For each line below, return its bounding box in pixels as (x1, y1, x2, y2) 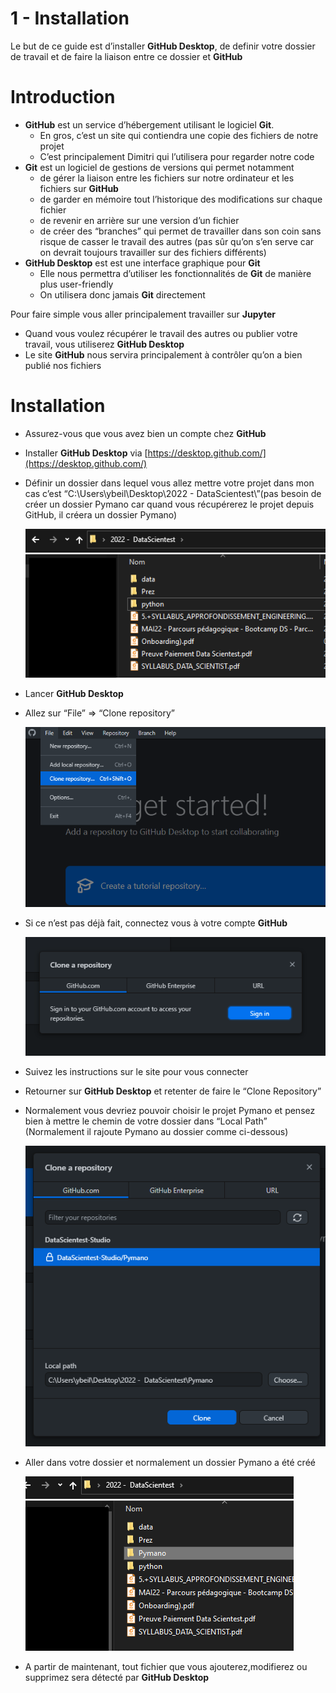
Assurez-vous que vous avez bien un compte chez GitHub (24, 427, 267, 439)
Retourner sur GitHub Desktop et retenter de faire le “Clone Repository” (24, 1085, 322, 1097)
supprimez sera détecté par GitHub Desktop (24, 1672, 210, 1684)
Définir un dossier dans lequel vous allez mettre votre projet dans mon (24, 477, 315, 489)
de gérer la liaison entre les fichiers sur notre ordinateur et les (39, 172, 295, 184)
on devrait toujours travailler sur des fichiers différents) (39, 246, 267, 258)
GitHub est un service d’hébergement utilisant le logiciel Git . (24, 118, 275, 131)
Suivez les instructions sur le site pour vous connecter (24, 1066, 249, 1078)
